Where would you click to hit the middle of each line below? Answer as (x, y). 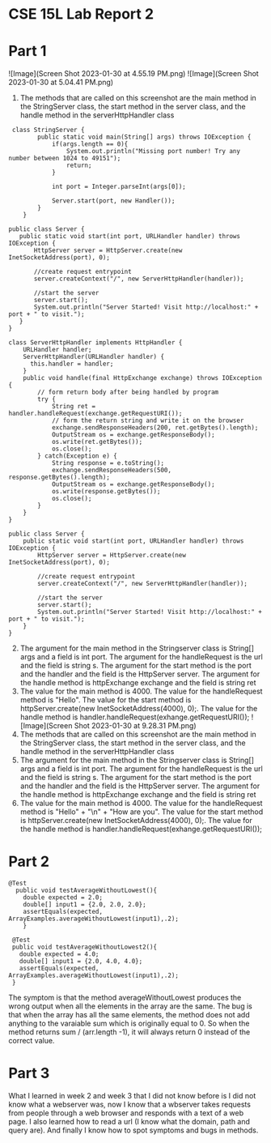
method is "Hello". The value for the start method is (106, 700)
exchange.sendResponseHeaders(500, (112, 471)
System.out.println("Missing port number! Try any (153, 151)
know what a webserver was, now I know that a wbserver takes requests (129, 1104)
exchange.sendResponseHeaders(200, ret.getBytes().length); (155, 428)
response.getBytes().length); (59, 478)
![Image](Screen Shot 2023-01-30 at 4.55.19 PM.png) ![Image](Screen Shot (133, 74)
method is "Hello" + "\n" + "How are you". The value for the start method (142, 812)
